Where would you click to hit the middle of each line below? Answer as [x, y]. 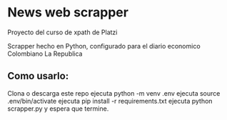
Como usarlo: [38, 76]
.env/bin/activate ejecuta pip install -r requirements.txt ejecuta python [110, 101]
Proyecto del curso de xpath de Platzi [62, 32]
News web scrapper [68, 12]
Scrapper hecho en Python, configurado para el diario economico [104, 46]
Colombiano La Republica [45, 54]
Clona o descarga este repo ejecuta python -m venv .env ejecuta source [114, 93]
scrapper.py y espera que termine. [58, 109]
